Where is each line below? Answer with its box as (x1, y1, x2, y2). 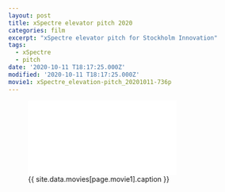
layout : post (8, 11, 51, 20)
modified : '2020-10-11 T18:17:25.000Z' (8, 71, 140, 79)
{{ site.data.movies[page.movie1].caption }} (28, 174, 170, 183)
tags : (8, 41, 26, 49)
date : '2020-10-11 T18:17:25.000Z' (8, 63, 126, 71)
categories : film (8, 26, 66, 34)
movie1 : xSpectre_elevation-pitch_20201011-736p (8, 78, 172, 86)
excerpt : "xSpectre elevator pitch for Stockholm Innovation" (8, 33, 218, 42)
